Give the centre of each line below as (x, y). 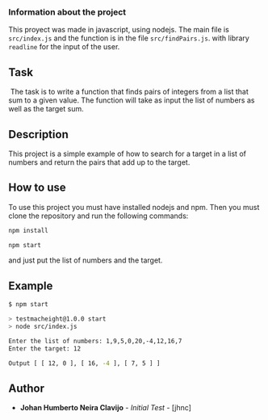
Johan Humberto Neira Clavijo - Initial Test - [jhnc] (106, 408)
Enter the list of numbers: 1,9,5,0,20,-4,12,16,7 (95, 341)
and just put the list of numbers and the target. (86, 260)
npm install (28, 230)
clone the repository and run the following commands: (98, 216)
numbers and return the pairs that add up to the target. (99, 162)
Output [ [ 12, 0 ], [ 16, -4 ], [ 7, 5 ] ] (84, 363)
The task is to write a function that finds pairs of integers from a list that (129, 92)
